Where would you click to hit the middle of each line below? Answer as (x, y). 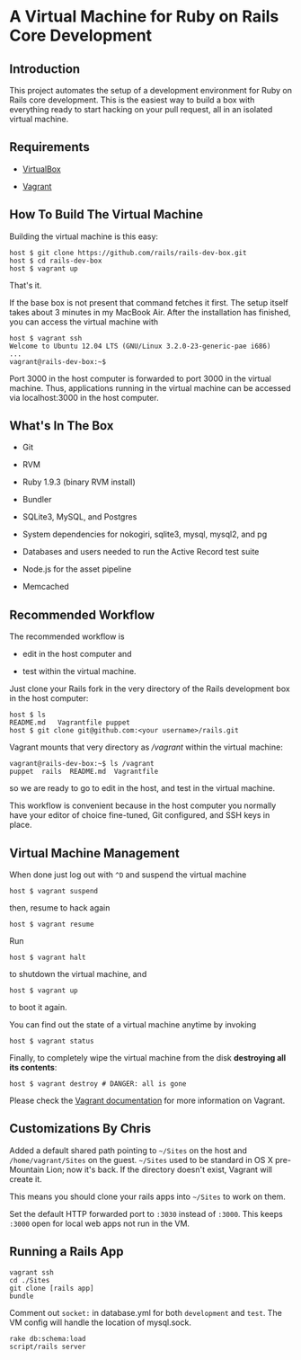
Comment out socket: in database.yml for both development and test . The (146, 1312)
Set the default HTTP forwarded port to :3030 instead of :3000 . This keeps (146, 1213)
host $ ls (28, 715)
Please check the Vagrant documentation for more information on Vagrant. (147, 1101)
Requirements (49, 147)
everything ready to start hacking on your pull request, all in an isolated (141, 109)
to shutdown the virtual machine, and (78, 974)
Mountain (27, 1169)
